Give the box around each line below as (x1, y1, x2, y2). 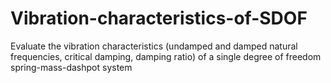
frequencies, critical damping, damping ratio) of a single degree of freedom (10, 50, 322, 62)
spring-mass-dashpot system (10, 61, 133, 73)
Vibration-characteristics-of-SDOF (10, 7, 308, 30)
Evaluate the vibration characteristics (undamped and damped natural (10, 40, 298, 52)
